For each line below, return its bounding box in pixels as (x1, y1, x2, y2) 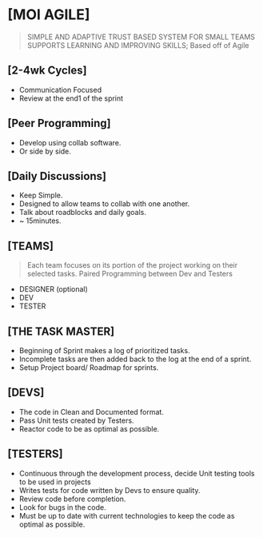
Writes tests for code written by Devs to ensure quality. (18, 485, 201, 495)
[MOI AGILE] (7, 6, 90, 24)
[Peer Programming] (7, 117, 111, 130)
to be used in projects (18, 477, 91, 487)
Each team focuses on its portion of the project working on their (26, 261, 237, 270)
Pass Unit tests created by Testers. (18, 416, 134, 425)
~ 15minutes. (18, 216, 62, 225)
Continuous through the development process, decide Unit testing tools (18, 468, 255, 478)
